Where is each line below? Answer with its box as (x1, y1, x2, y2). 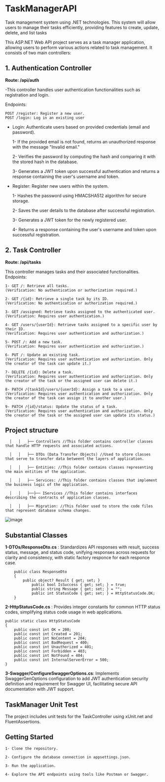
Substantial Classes (5, 531, 68, 540)
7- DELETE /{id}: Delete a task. (5, 370, 74, 374)
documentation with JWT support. (5, 686, 75, 692)
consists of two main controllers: (5, 50, 71, 56)
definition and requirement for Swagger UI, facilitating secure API (5, 681, 138, 687)
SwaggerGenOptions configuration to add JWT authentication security (5, 676, 149, 681)
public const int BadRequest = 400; (14, 640, 90, 646)
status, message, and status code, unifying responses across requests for (5, 549, 156, 555)
